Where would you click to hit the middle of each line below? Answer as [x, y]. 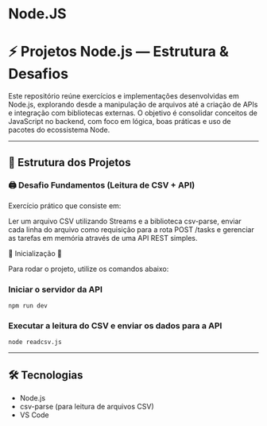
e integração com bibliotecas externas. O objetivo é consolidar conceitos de [133, 113]
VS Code [34, 415]
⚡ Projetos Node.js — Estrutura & [118, 52]
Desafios [39, 74]
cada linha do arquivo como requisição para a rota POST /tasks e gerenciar [131, 229]
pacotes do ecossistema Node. [59, 130]
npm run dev [28, 306]
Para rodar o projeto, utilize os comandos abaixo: [89, 269]
